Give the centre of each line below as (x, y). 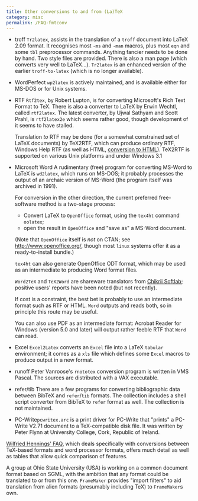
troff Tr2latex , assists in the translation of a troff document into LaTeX (101, 40)
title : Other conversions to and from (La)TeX (64, 12)
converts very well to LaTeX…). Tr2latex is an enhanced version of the (100, 65)
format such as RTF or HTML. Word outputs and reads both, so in (93, 305)
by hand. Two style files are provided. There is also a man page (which (101, 58)
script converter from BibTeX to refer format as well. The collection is (99, 402)
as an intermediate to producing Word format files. (76, 270)
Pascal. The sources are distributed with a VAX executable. (87, 378)
